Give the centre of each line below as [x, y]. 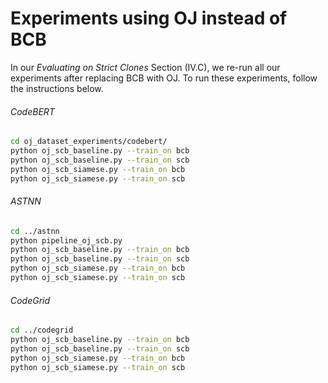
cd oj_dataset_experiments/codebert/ [89, 142]
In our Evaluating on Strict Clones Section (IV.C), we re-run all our [145, 67]
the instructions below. [57, 88]
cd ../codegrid [42, 330]
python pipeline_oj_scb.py [66, 240]
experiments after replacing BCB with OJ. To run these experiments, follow [164, 78]
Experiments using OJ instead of [149, 18]
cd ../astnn [35, 231]
